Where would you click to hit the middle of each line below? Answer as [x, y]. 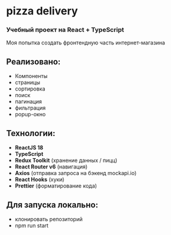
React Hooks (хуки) [39, 180]
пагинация [28, 102]
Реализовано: [33, 61]
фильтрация [30, 108]
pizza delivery [42, 11]
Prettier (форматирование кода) [56, 186]
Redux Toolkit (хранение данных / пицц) [66, 161]
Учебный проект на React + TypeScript [65, 30]
